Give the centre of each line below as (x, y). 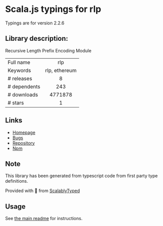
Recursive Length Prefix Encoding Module (48, 50)
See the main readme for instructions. (44, 219)
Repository (23, 143)
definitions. (17, 181)
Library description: (37, 39)
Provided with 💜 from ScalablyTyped (43, 191)
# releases (20, 78)
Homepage (24, 132)
